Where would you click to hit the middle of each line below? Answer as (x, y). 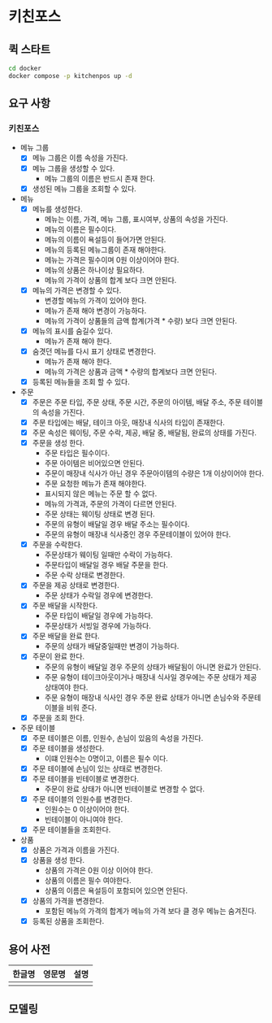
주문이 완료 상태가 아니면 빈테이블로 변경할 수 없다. (125, 789)
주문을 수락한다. (57, 545)
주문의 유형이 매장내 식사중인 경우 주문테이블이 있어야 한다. (138, 534)
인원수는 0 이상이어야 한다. (87, 809)
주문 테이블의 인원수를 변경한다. (82, 799)
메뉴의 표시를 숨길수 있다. (73, 331)
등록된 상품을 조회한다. (68, 921)
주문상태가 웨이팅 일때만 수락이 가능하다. (108, 555)
